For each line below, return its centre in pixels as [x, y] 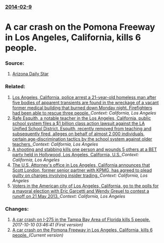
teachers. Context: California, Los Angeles [55, 144]
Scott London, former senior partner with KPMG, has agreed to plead [82, 170]
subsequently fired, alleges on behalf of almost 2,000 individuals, [78, 134]
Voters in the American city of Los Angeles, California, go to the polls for [85, 186]
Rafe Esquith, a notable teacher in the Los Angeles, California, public [82, 118]
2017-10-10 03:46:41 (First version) [48, 225]
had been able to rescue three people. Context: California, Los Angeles [84, 113]
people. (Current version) [38, 235]
